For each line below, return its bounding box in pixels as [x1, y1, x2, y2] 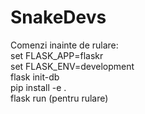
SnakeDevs [10, 6, 107, 29]
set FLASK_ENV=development [10, 60, 135, 72]
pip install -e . [10, 81, 67, 93]
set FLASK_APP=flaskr [10, 49, 104, 61]
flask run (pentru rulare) [10, 92, 109, 104]
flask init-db [10, 71, 60, 83]
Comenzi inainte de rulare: [10, 39, 119, 51]
